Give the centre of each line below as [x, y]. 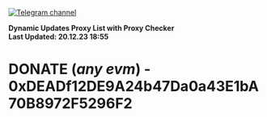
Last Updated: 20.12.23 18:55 [59, 37]
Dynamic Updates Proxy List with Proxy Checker [91, 28]
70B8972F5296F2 [70, 104]
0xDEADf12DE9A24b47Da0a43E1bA [133, 87]
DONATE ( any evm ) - [80, 69]
